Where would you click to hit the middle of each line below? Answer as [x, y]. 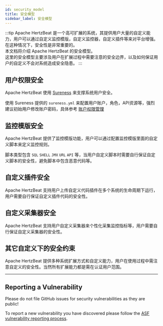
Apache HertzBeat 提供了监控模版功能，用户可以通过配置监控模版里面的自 [79, 138]
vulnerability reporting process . [36, 319]
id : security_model [25, 9]
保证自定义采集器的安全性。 [37, 231]
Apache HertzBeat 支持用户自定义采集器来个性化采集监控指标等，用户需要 [79, 226]
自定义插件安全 [27, 178]
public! [12, 304]
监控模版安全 [24, 126]
